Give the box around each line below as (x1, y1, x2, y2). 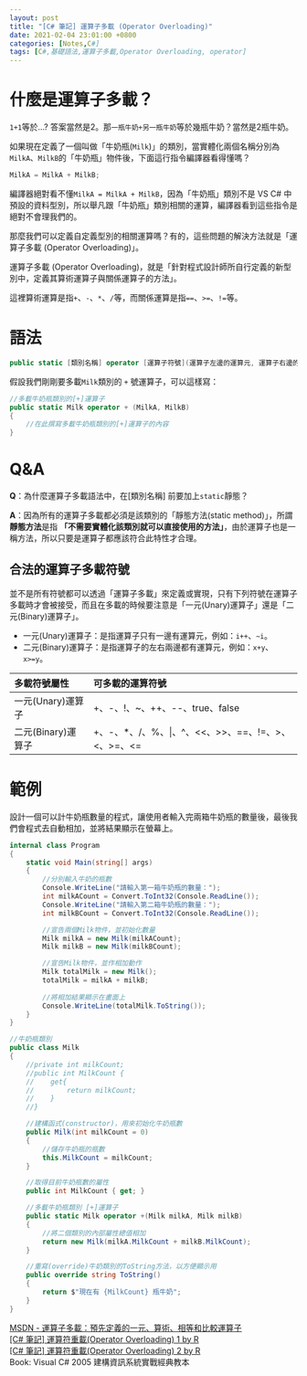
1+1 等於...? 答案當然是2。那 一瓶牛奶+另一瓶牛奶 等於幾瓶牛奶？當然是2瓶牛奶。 (9, 122, 294, 132)
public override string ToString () (26, 1271, 162, 1280)
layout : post (9, 13, 59, 23)
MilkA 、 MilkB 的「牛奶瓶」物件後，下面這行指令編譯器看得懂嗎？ (9, 153, 251, 164)
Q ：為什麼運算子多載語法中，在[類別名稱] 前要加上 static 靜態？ (9, 491, 249, 502)
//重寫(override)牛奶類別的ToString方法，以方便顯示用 (26, 1262, 217, 1271)
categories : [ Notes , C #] (9, 38, 101, 48)
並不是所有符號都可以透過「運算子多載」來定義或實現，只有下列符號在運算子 (9, 587, 298, 598)
